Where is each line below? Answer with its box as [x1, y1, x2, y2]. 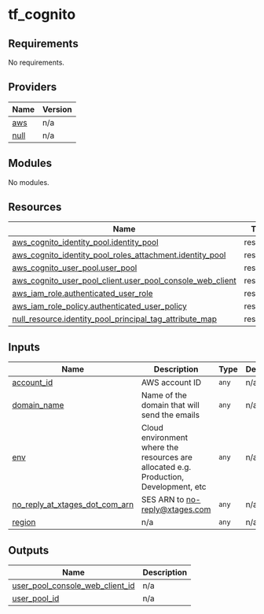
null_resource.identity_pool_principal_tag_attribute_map [12, 313, 218, 324]
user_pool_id [12, 593, 60, 604]
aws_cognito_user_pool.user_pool [12, 262, 137, 273]
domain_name [12, 400, 64, 411]
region [12, 517, 36, 528]
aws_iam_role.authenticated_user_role [12, 288, 153, 299]
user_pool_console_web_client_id [12, 580, 135, 591]
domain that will [141, 400, 200, 411]
